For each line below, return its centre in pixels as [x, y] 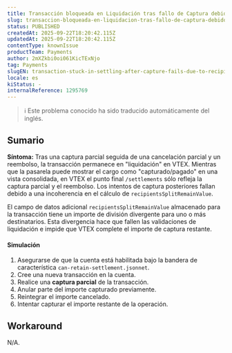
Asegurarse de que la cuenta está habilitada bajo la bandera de [107, 260]
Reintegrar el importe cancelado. [64, 297]
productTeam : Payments [40, 53]
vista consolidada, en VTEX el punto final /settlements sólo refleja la [105, 179]
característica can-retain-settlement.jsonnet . [83, 267]
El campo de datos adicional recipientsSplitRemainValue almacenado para [114, 207]
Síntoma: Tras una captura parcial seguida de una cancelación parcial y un [114, 157]
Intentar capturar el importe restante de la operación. [93, 304]
